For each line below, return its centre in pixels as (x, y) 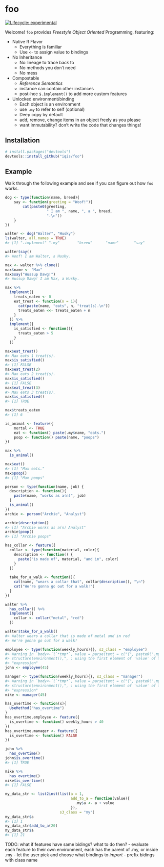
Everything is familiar (41, 47)
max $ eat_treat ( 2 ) (23, 370)
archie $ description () (27, 523)
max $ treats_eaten (23, 410)
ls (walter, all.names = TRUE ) (36, 238)
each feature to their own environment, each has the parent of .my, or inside (82, 850)
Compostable (26, 78)
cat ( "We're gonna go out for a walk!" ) (54, 586)
